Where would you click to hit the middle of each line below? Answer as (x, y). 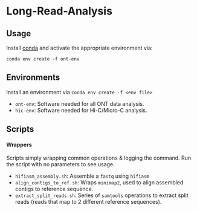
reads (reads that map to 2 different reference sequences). (88, 202)
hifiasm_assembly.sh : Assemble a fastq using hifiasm (82, 176)
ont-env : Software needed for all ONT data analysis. (79, 103)
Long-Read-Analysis (60, 11)
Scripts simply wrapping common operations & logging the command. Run (99, 158)
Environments (33, 78)
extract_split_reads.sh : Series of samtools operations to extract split (102, 195)
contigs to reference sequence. (54, 189)
